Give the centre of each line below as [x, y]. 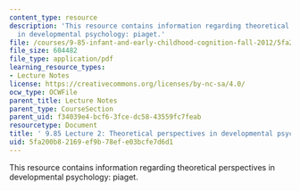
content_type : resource [54, 17]
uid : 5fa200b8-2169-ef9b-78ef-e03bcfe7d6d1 [92, 142]
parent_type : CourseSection [62, 109]
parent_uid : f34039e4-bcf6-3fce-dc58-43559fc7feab [105, 117]
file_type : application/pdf [62, 59]
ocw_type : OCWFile [43, 92]
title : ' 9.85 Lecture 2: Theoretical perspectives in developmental [142, 134]
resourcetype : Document [54, 126]
